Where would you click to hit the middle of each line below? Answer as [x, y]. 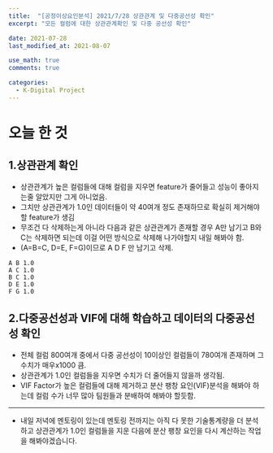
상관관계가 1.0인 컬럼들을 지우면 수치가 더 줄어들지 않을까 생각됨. [122, 375]
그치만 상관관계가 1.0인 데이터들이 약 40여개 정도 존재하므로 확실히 [126, 207]
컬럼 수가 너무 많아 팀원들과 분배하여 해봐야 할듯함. [116, 395]
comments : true [34, 68]
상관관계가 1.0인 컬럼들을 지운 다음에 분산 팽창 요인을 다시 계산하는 [141, 430]
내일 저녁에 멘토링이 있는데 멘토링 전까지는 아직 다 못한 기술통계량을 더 [132, 420]
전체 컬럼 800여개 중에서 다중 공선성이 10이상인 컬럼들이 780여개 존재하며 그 [142, 355]
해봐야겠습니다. [53, 441]
